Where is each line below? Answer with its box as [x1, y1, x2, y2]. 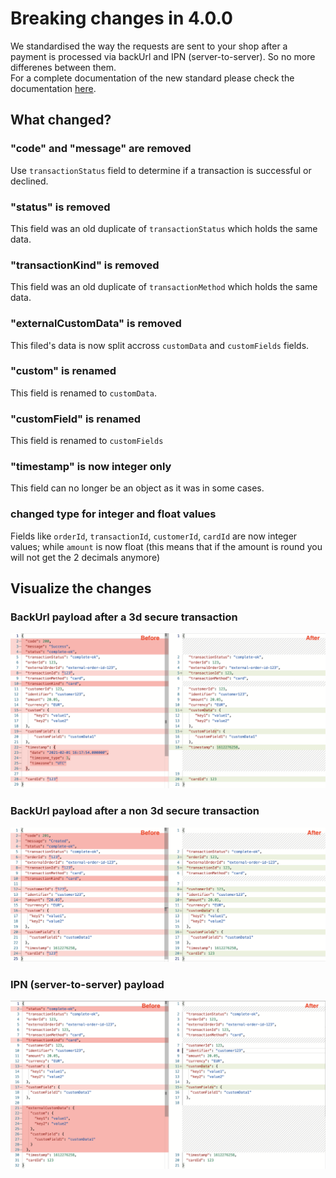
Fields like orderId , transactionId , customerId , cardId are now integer [10, 530, 298, 542]
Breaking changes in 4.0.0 [10, 7, 233, 30]
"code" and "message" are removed [10, 142, 192, 156]
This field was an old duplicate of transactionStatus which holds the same [10, 222, 318, 234]
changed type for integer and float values [10, 507, 217, 521]
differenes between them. [10, 61, 117, 73]
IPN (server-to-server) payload [10, 977, 165, 991]
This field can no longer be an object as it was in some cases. [10, 482, 265, 494]
